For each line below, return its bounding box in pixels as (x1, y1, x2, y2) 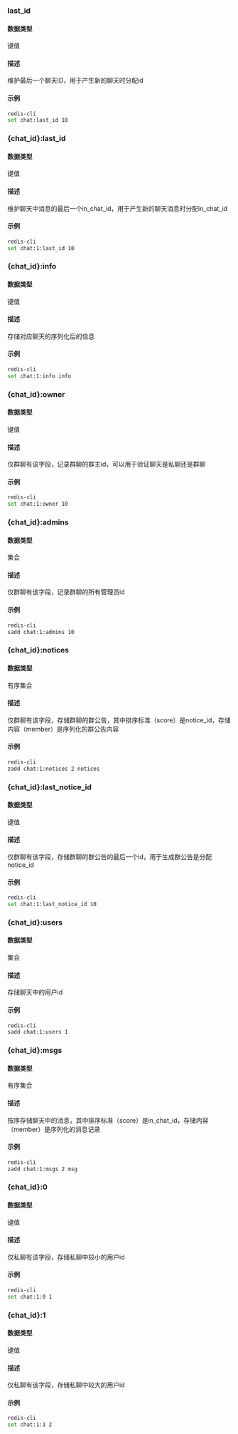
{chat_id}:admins (7, 517, 69, 527)
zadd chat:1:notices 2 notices (7, 765, 100, 772)
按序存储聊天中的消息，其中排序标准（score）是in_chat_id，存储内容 (7, 1116, 209, 1124)
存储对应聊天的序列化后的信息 (7, 332, 94, 341)
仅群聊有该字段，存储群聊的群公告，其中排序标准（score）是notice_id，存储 (7, 715, 231, 724)
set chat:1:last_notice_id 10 (7, 900, 97, 908)
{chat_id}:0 (7, 1182, 48, 1192)
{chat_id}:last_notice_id (7, 782, 92, 792)
